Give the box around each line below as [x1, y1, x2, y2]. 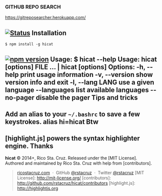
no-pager [5, 93, 35, 101]
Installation [31, 28, 67, 37]
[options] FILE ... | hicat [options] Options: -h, [5, 63, 145, 71]
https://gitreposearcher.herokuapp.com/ [5, 15, 86, 21]
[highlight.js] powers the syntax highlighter [5, 134, 140, 143]
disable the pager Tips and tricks [36, 93, 138, 101]
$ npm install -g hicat [5, 42, 54, 47]
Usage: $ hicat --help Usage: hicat [50, 55, 157, 63]
